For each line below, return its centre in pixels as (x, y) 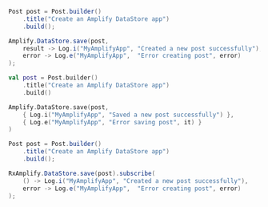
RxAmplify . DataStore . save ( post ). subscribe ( (82, 173)
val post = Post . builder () (53, 78)
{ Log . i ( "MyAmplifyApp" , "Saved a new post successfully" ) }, (128, 115)
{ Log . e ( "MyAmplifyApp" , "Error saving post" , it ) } (112, 122)
